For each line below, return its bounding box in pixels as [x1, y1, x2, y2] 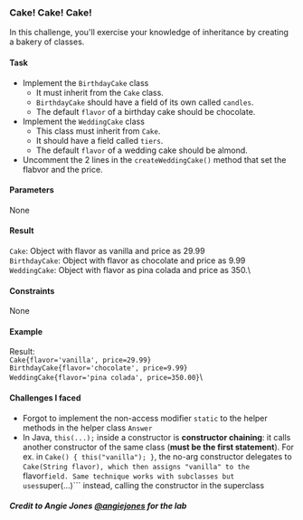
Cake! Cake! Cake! [9, 6, 92, 19]
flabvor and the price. [22, 164, 103, 175]
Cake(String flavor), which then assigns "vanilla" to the [22, 462, 251, 471]
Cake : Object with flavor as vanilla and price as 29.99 [9, 245, 205, 256]
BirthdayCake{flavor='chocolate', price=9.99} [9, 364, 188, 373]
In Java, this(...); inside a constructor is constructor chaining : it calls [22, 431, 291, 442]
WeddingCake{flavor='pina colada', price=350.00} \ [9, 372, 204, 383]
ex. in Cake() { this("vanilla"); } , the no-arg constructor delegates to [22, 450, 292, 462]
